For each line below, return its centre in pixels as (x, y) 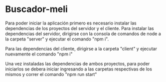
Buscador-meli (37, 9)
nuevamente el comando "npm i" (39, 54)
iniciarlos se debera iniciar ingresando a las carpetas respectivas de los (79, 69)
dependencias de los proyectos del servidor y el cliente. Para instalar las (80, 28)
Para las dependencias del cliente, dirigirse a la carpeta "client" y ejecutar (81, 48)
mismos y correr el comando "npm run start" (51, 74)
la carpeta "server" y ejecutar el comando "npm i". (57, 39)
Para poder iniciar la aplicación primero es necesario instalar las (71, 23)
